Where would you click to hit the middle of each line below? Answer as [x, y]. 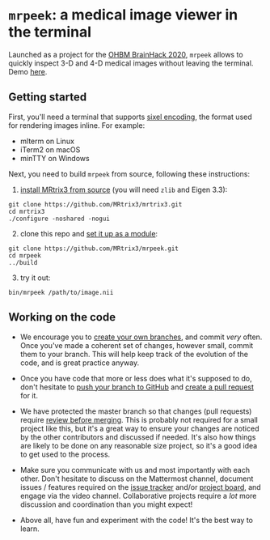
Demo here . [28, 71]
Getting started [48, 98]
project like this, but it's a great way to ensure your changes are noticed [139, 428]
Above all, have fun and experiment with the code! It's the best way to [136, 520]
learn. [30, 529]
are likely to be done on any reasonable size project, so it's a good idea [139, 445]
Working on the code [62, 317]
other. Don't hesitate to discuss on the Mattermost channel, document [137, 478]
